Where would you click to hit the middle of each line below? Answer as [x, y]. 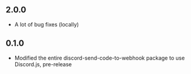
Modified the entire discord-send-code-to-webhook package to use [100, 58]
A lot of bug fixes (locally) [47, 24]
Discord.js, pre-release [43, 64]
